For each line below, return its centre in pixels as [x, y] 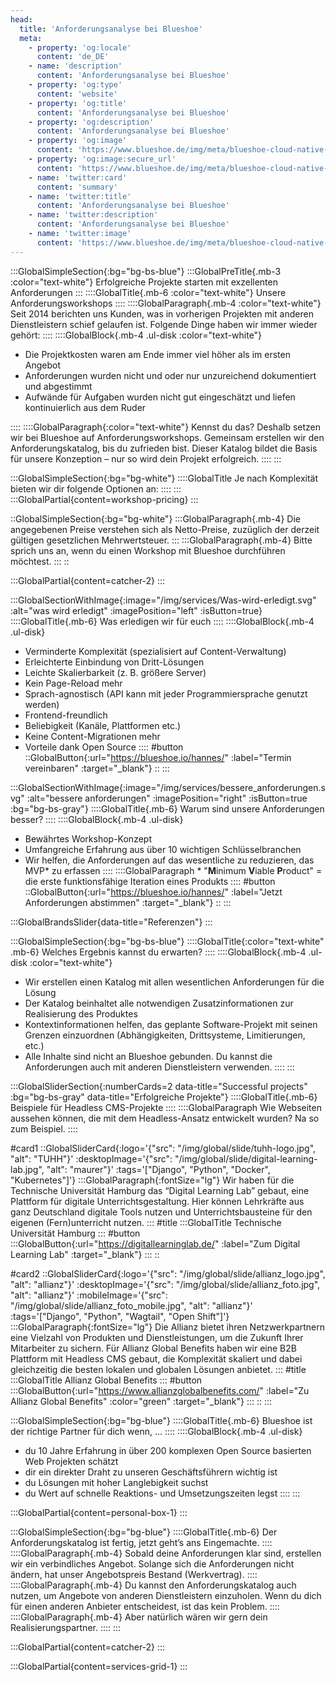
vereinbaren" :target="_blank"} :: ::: [97, 768]
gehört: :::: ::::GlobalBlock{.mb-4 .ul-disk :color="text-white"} [136, 335]
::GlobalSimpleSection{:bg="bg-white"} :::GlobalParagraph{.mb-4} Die [155, 518]
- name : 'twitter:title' [80, 196]
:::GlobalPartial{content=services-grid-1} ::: [99, 1666]
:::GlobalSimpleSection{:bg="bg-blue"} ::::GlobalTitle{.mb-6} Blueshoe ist [161, 1420]
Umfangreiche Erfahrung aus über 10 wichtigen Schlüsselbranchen [163, 849]
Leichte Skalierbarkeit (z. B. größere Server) [115, 672]
